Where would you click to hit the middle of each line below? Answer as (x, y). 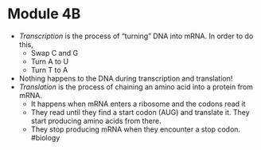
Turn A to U (50, 61)
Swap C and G (55, 53)
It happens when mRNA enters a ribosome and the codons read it (138, 104)
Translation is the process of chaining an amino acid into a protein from (136, 87)
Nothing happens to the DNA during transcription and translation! (126, 78)
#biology (45, 137)
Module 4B (44, 14)
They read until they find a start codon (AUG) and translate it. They (140, 112)
